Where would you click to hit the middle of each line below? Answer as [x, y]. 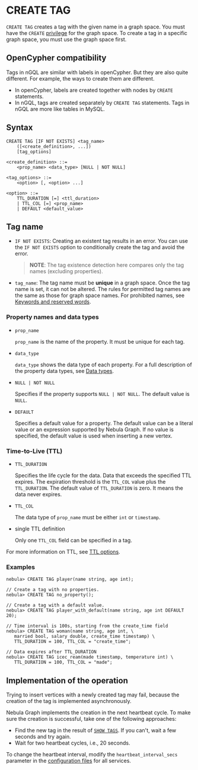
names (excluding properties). [66, 271]
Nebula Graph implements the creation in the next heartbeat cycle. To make [98, 713]
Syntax [20, 128]
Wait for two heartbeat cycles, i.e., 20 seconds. [72, 743]
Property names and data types [52, 317]
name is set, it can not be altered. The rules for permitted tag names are [103, 289]
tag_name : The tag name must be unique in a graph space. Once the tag [102, 283]
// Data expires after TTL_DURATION [51, 652]
